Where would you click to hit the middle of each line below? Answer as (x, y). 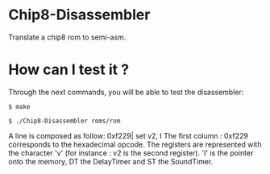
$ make (19, 106)
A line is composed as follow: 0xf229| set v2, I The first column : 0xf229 (128, 135)
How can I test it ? (69, 70)
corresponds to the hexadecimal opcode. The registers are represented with (135, 144)
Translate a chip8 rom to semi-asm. (67, 37)
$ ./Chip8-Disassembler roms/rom (64, 121)
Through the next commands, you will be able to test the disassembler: (126, 92)
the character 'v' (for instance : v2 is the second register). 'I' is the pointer (131, 153)
